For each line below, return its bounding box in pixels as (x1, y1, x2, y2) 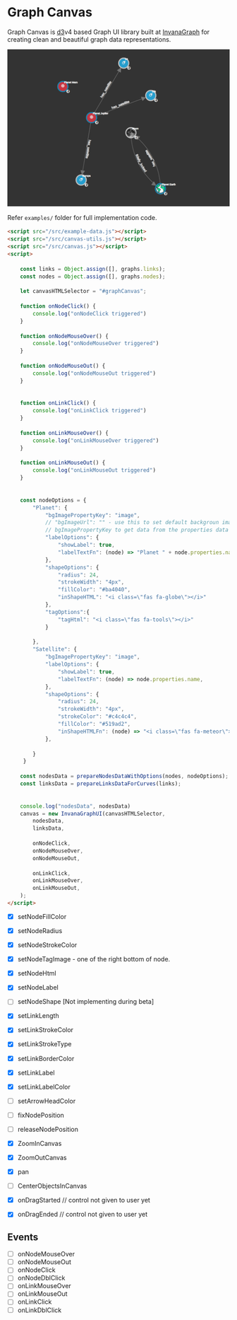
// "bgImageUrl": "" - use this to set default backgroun (44, 519, 219, 526)
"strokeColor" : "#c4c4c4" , (57, 713, 138, 720)
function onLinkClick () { (20, 400, 97, 407)
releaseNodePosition (17, 1125, 79, 1133)
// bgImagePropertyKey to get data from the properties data (44, 526, 229, 534)
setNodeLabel (17, 983, 59, 992)
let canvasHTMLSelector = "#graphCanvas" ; (20, 288, 147, 295)
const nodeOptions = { (20, 497, 87, 504)
